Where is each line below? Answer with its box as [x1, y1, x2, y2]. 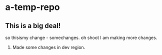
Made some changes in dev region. [12, 44, 85, 50]
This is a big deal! [5, 21, 61, 30]
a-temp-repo [5, 1, 60, 13]
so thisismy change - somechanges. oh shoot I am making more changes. [5, 34, 157, 40]
